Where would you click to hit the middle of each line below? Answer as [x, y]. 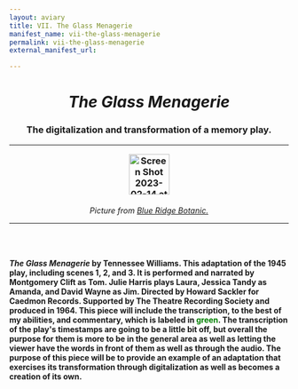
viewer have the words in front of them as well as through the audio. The [145, 348]
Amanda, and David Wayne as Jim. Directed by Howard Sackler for [134, 292]
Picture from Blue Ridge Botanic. [149, 210]
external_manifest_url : [53, 51]
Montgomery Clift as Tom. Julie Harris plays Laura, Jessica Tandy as [138, 282]
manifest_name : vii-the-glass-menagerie [85, 34]
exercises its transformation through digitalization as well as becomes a [145, 367]
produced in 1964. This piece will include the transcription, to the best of [145, 311]
